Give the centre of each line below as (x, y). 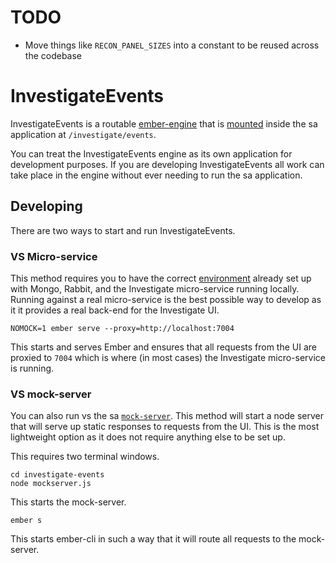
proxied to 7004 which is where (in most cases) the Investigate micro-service (168, 357)
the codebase (53, 55)
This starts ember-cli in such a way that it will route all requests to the (153, 539)
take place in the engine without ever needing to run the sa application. (156, 175)
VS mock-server (51, 394)
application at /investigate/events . (83, 134)
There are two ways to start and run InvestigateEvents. (123, 230)
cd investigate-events (57, 475)
